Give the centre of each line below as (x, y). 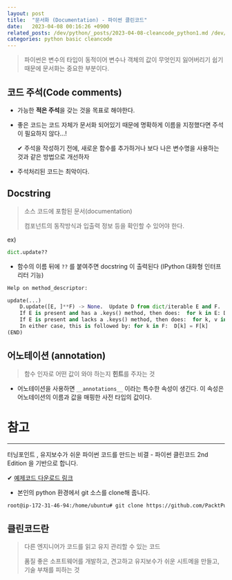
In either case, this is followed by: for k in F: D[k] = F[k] (114, 326)
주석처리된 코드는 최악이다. (53, 171)
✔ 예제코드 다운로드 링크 (40, 478)
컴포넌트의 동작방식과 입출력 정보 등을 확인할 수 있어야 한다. (104, 226)
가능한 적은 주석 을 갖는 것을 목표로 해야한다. (76, 110)
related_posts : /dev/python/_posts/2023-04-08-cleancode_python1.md (108, 33)
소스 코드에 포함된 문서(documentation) (78, 211)
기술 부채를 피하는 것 (52, 570)
